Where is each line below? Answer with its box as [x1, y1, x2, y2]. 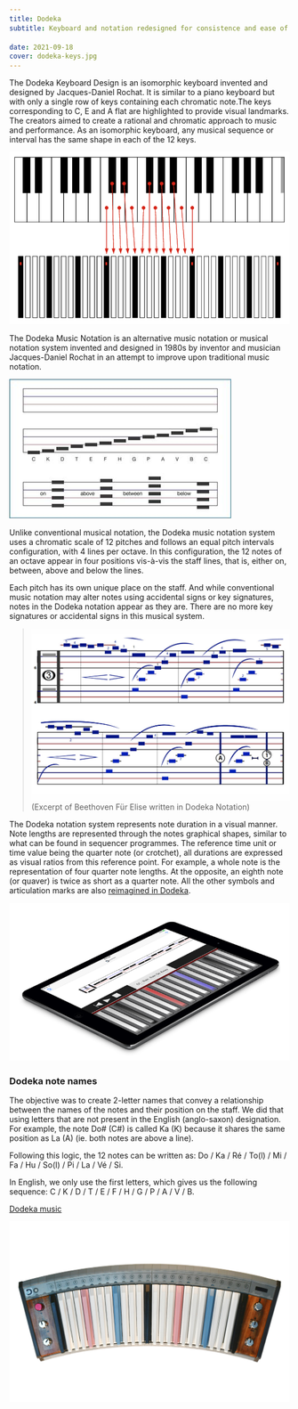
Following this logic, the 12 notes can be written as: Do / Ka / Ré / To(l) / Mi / [9, 1150, 287, 1161]
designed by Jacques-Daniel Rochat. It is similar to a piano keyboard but [9, 87, 276, 98]
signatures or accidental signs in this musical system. [9, 610, 205, 621]
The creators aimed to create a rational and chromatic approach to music [9, 116, 278, 126]
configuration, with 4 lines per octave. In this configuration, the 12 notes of [9, 546, 283, 557]
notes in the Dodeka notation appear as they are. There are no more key [9, 601, 273, 612]
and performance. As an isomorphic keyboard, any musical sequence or [9, 125, 274, 135]
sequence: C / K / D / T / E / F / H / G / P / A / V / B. [9, 1186, 195, 1197]
